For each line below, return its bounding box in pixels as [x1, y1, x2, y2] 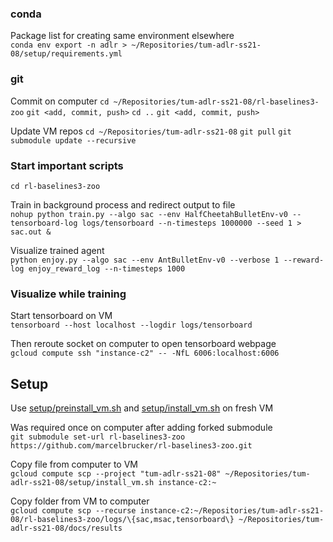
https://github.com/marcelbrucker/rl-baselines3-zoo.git [10, 441, 253, 451]
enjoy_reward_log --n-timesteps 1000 [28, 263, 186, 274]
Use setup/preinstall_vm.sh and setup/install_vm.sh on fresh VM [10, 402, 274, 414]
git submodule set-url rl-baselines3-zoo [10, 432, 186, 442]
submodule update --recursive [10, 135, 137, 146]
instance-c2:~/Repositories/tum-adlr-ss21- [139, 506, 325, 516]
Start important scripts [10, 158, 124, 172]
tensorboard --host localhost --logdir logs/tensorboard [10, 320, 253, 331]
